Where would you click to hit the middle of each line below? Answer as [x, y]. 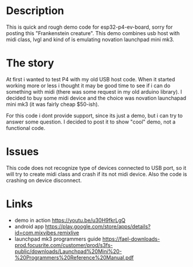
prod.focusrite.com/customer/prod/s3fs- [63, 245]
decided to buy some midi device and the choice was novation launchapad [96, 98]
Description [35, 11]
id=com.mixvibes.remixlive [47, 232]
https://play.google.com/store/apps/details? [98, 226]
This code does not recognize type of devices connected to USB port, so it [96, 167]
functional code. [26, 128]
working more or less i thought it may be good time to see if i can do [88, 85]
